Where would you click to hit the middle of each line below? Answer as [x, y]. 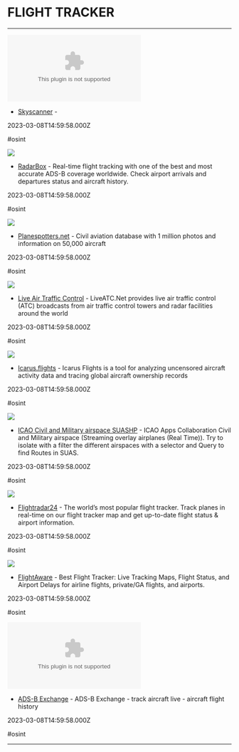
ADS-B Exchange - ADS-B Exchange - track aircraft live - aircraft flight [121, 699]
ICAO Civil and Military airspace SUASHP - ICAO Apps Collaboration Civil [124, 430]
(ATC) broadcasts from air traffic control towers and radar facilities [115, 306]
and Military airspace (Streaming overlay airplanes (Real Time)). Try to [121, 437]
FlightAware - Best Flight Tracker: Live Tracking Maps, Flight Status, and [123, 577]
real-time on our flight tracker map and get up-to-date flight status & [118, 515]
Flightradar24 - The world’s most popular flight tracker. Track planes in [121, 507]
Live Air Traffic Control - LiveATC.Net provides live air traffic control [117, 298]
